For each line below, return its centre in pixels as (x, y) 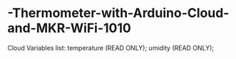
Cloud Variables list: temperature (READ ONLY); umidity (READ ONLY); (111, 48)
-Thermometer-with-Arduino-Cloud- (118, 13)
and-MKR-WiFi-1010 (70, 28)
